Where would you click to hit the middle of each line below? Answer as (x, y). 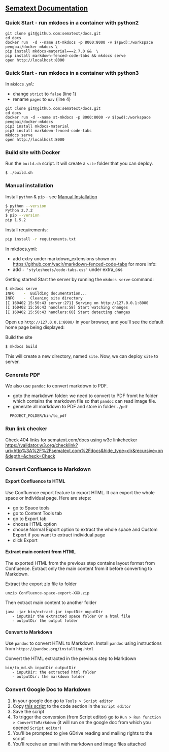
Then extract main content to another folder (51, 603)
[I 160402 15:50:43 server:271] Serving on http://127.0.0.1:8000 (77, 303)
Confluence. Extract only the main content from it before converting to (79, 568)
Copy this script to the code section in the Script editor (72, 706)
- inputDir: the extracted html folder (54, 672)
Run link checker (26, 429)
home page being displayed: (35, 327)
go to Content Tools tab (37, 513)
